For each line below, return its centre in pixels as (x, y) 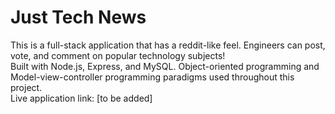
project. (26, 87)
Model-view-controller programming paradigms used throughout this (152, 77)
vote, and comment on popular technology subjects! (118, 55)
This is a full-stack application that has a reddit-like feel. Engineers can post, (168, 45)
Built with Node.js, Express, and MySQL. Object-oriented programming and (165, 66)
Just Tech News (78, 17)
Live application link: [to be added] (81, 98)
